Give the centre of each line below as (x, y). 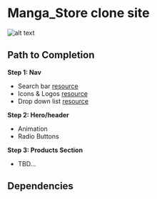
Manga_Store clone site (78, 13)
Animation (32, 129)
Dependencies (40, 186)
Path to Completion (51, 55)
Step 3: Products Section (45, 150)
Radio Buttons (38, 136)
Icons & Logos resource (52, 93)
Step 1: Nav (24, 72)
